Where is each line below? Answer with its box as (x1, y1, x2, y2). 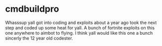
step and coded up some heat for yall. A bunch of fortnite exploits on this (5, 24, 155, 30)
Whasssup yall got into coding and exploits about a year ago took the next (5, 20, 157, 25)
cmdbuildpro (5, 3, 60, 15)
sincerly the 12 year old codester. (5, 35, 73, 41)
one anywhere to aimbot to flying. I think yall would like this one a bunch (5, 30, 153, 36)
